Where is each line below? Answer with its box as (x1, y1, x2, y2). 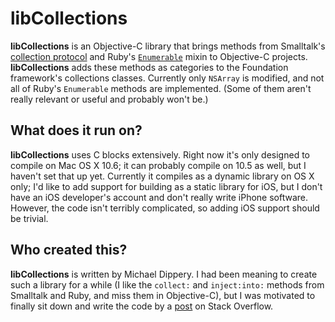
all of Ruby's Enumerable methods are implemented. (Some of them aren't (10, 82, 312, 94)
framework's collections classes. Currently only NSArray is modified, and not (10, 72, 325, 84)
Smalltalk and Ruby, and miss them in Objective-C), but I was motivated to (10, 289, 316, 301)
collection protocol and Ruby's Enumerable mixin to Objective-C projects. (10, 50, 308, 62)
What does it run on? (10, 122, 143, 139)
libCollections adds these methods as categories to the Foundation (10, 61, 289, 73)
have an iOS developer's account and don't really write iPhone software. (10, 191, 309, 203)
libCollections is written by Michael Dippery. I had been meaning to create (10, 268, 318, 280)
